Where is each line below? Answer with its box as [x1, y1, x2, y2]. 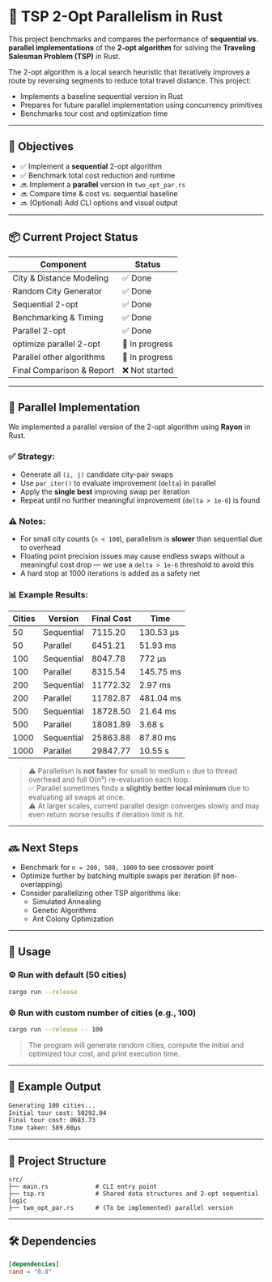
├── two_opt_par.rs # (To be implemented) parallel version [8, 1203, 233, 1211]
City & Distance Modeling [12, 272, 109, 283]
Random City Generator [12, 285, 103, 297]
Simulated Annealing [32, 897, 101, 907]
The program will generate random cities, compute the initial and [28, 1040, 244, 1049]
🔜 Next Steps [8, 841, 79, 855]
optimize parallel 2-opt [12, 338, 101, 349]
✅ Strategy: [8, 451, 55, 462]
